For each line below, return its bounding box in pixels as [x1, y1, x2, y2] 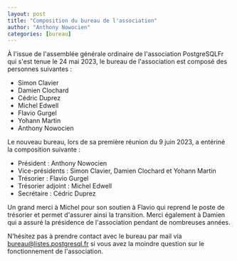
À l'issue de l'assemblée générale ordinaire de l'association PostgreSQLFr [7, 50, 224, 58]
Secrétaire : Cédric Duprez [17, 189, 96, 198]
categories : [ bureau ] [7, 30, 72, 38]
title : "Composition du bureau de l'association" [7, 17, 158, 24]
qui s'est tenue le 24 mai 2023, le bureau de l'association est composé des [7, 58, 228, 66]
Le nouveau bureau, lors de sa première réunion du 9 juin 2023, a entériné [7, 138, 226, 147]
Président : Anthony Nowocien [17, 159, 107, 168]
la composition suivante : [7, 145, 80, 154]
